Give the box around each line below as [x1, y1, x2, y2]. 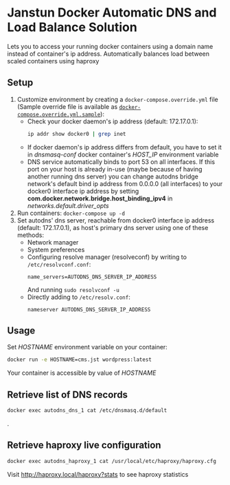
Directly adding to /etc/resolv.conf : [27, 293, 130, 301]
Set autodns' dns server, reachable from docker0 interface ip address [16, 216, 215, 225]
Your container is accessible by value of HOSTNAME [7, 369, 157, 377]
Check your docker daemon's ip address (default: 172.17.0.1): [27, 117, 198, 125]
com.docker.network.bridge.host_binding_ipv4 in [27, 194, 173, 203]
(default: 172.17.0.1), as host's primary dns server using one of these [16, 223, 209, 231]
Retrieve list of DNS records [7, 389, 128, 400]
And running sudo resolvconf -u [27, 285, 120, 293]
